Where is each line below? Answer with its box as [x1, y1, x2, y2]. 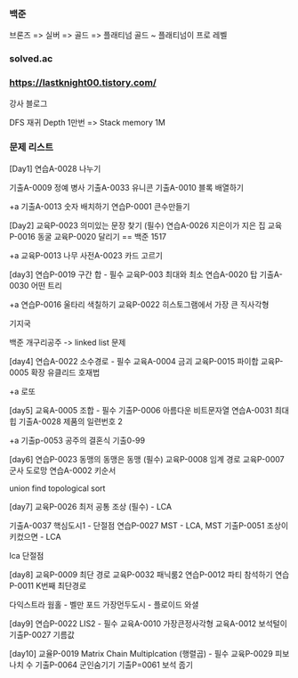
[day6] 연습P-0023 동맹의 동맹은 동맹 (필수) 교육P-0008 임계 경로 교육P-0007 [9, 453, 285, 464]
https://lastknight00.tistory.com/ [9, 77, 157, 89]
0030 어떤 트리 [9, 280, 62, 290]
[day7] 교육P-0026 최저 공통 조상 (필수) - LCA [9, 501, 172, 511]
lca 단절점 [9, 550, 44, 560]
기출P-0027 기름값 [9, 629, 76, 640]
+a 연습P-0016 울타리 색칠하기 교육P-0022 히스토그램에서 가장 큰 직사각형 [9, 298, 270, 309]
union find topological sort [9, 483, 106, 494]
